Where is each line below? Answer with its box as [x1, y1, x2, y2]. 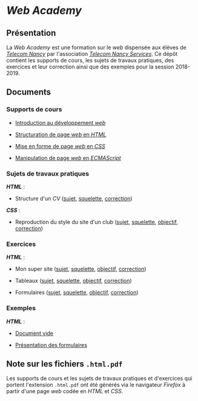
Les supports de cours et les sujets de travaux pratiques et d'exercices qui [6, 375, 193, 382]
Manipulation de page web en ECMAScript [15, 154, 121, 161]
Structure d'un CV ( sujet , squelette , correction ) [15, 194, 133, 202]
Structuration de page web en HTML [15, 131, 107, 138]
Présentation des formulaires [15, 341, 88, 348]
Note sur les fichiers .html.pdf [6, 359, 123, 369]
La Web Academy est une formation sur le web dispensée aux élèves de [6, 44, 186, 51]
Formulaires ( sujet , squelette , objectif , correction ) [15, 289, 139, 296]
